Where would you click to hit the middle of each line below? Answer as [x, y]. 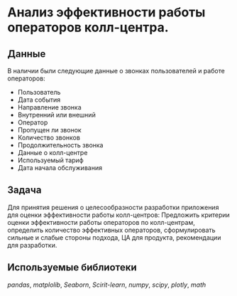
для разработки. [32, 245]
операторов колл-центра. [88, 27]
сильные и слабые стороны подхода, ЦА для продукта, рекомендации [114, 237]
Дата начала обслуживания [60, 168]
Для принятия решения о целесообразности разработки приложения [113, 207]
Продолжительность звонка [60, 145]
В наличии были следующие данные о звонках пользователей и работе [116, 71]
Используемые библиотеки [72, 268]
